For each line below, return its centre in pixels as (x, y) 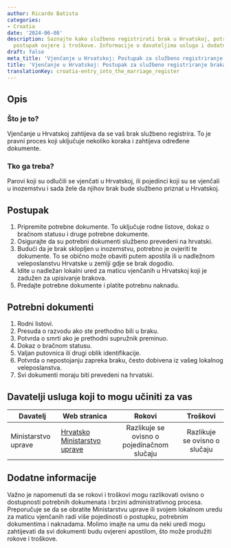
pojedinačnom (146, 445)
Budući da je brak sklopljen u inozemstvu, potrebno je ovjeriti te (107, 249)
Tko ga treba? (31, 166)
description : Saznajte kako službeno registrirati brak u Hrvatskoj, (109, 39)
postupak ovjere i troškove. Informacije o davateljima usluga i (109, 45)
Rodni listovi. (35, 324)
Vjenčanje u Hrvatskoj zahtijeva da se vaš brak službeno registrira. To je (109, 134)
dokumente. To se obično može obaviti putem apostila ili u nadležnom (116, 256)
